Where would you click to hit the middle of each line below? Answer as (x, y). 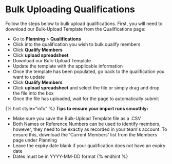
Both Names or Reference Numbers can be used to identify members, (87, 124)
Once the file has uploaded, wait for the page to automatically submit (86, 99)
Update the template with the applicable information (68, 66)
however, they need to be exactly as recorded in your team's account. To (90, 129)
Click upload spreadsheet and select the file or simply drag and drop (86, 87)
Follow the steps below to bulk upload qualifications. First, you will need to (84, 24)
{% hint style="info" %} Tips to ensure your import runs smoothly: (77, 108)
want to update (29, 77)
